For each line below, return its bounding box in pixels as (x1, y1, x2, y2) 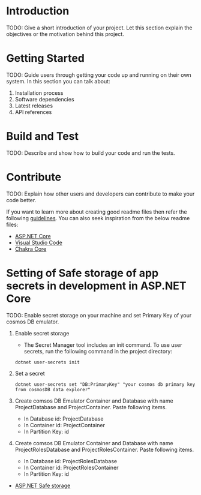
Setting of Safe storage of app (6, 266, 159, 280)
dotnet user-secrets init (14, 359, 80, 365)
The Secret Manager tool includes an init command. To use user (23, 341, 182, 349)
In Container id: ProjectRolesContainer (23, 464, 119, 471)
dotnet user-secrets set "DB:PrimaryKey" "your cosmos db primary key (14, 381, 196, 388)
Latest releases (14, 102, 53, 109)
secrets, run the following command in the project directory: (23, 347, 173, 355)
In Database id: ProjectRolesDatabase (23, 457, 118, 464)
